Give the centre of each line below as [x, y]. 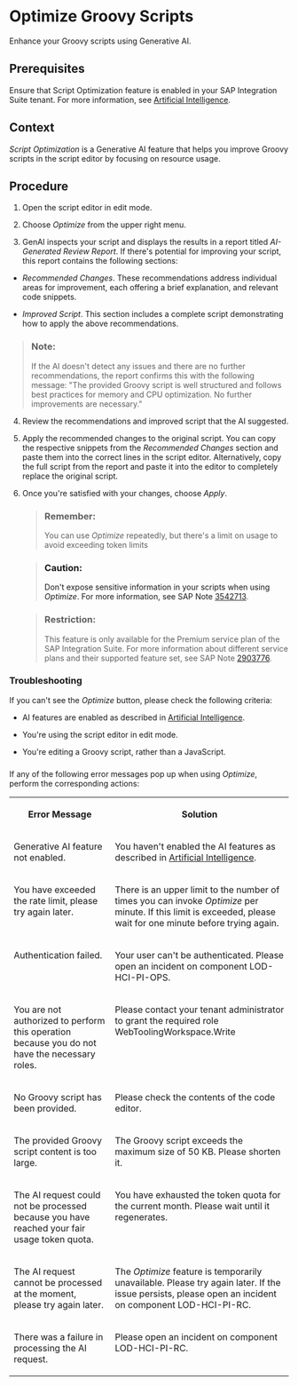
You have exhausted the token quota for [198, 1194]
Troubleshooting [46, 681]
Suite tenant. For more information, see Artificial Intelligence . [120, 99]
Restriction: [70, 620]
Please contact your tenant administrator [200, 1010]
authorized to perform [59, 1020]
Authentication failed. [58, 954]
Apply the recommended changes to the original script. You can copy [149, 438]
